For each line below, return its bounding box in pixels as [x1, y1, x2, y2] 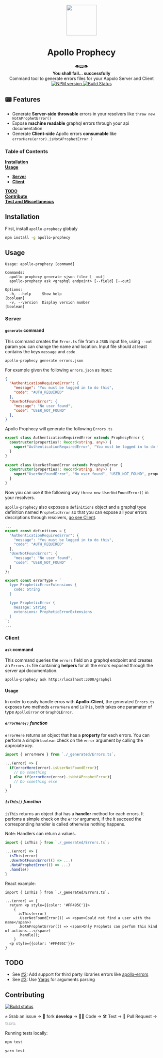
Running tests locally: [5, 1030, 48, 1036]
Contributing [5, 991, 45, 999]
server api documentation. [5, 668, 58, 673]
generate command [5, 327, 45, 333]
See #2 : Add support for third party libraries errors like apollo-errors [12, 971, 149, 977]
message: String [14, 605, 47, 610]
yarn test [5, 1048, 25, 1054]
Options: [5, 287, 23, 292]
